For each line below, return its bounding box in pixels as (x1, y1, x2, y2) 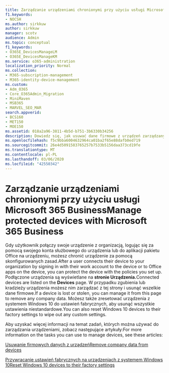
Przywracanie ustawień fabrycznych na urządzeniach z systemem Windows (5, 357, 163, 363)
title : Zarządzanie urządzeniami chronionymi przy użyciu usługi (5, 7, 145, 13)
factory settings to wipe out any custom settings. (5, 312, 107, 318)
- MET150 (5, 119, 24, 125)
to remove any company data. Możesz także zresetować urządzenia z (5, 296, 150, 302)
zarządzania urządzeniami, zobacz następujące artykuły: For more (5, 327, 142, 333)
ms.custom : (5, 82, 28, 87)
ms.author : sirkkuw (5, 21, 46, 27)
